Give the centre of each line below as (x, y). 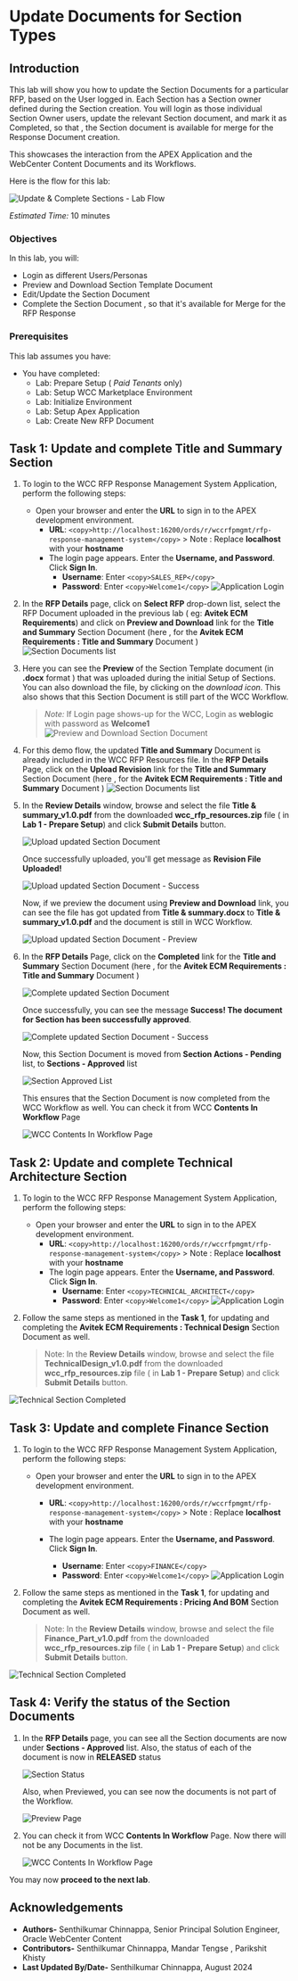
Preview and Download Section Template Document (117, 285)
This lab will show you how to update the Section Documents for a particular (149, 90)
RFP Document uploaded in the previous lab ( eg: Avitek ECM (135, 614)
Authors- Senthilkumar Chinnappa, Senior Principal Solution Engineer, (151, 1929)
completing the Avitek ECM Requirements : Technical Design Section (151, 1327)
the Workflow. (48, 1801)
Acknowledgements (66, 1907)
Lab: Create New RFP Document (94, 420)
